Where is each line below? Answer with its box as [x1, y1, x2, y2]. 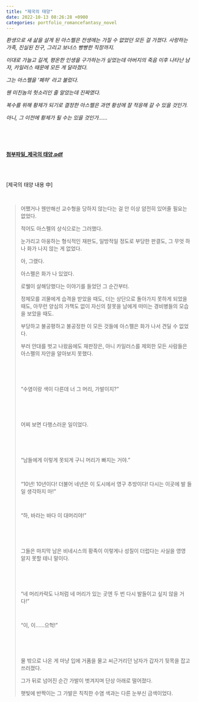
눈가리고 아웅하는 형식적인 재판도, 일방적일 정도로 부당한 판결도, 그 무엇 [20, 238, 184, 245]
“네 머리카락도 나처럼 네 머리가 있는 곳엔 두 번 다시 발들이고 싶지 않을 [20, 590, 179, 597]
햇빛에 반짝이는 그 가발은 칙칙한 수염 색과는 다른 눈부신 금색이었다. [20, 690, 173, 697]
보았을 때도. [27, 310, 54, 317]
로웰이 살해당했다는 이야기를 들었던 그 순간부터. [20, 283, 130, 290]
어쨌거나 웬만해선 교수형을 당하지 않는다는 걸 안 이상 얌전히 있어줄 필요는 [20, 205, 187, 212]
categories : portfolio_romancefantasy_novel [6, 20, 117, 25]
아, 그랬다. [20, 258, 45, 265]
